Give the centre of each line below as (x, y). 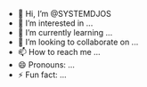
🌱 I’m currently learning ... (65, 32)
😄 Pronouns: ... (46, 65)
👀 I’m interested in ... (55, 23)
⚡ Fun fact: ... (42, 75)
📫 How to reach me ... (59, 52)
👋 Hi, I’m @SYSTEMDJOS (64, 14)
